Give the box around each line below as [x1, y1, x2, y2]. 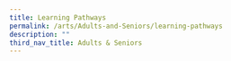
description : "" [9, 30, 70, 39]
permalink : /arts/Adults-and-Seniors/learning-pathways [9, 22, 223, 30]
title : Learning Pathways [9, 13, 106, 22]
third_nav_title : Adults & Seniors [9, 38, 143, 48]
